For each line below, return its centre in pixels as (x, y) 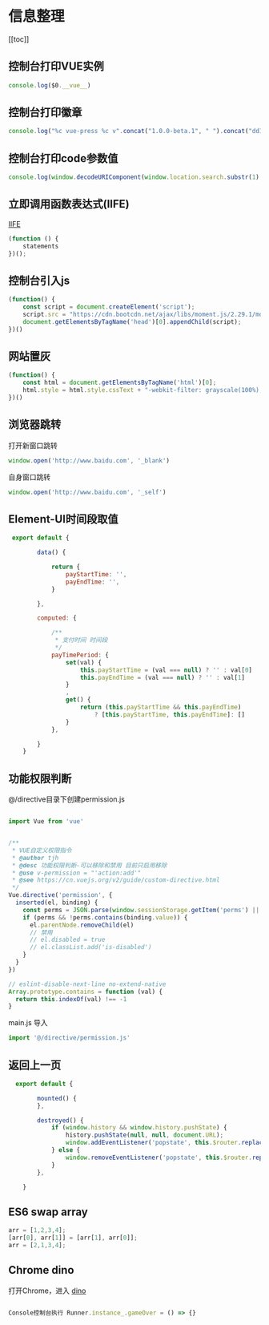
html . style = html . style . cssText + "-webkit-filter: (112, 390)
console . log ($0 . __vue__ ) (50, 85)
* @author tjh (35, 858)
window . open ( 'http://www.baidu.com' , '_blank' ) (89, 461)
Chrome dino (41, 1270)
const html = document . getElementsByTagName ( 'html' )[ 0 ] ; (120, 383)
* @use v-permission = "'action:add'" (76, 873)
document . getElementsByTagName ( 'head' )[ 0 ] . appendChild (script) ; (132, 321)
